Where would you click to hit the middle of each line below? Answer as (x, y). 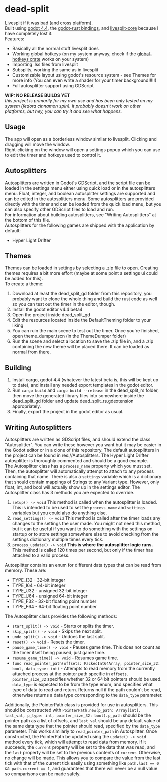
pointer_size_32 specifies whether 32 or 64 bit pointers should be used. (87, 679)
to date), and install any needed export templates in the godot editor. (83, 385)
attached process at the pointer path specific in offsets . (70, 674)
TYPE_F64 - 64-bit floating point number (55, 607)
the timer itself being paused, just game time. (59, 653)
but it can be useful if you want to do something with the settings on (82, 529)
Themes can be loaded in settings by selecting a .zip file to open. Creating (82, 268)
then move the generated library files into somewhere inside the (78, 396)
